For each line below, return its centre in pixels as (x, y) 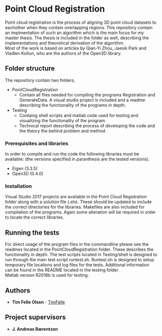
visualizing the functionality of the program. (63, 120)
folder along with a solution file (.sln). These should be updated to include (78, 202)
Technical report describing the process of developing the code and (87, 126)
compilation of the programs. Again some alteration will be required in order (81, 212)
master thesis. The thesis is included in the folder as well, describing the (77, 38)
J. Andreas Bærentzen (35, 329)
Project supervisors (36, 317)
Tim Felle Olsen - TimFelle (38, 302)
